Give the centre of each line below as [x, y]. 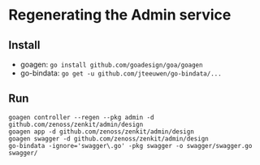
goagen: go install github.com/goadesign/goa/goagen [111, 64]
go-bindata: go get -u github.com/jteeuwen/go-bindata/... [121, 73]
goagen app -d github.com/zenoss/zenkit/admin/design [102, 132]
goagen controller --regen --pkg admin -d [81, 117]
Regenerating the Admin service [120, 15]
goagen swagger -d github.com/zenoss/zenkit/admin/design [108, 139]
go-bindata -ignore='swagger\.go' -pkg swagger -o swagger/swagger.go [130, 145]
